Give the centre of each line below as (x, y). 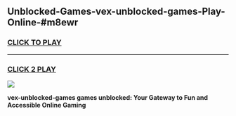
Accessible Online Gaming (47, 105)
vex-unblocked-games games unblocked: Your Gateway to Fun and (108, 97)
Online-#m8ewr (43, 23)
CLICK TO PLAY (34, 43)
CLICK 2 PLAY (32, 69)
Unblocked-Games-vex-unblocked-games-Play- (117, 12)
